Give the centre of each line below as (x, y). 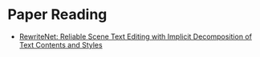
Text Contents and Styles (61, 44)
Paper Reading (57, 15)
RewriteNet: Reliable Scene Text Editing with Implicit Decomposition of (135, 36)
